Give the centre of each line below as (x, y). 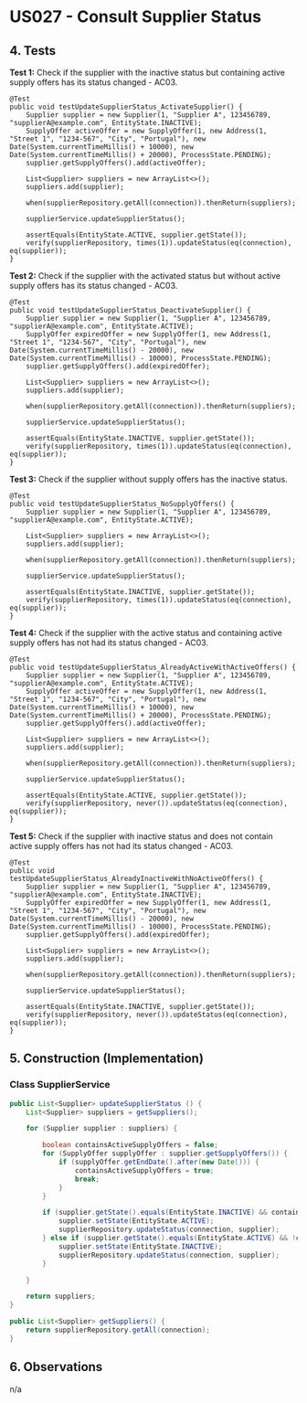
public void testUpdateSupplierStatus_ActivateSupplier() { (127, 107)
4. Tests (33, 51)
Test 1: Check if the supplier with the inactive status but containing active (148, 72)
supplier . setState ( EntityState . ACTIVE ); (136, 1221)
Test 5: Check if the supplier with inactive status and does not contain (141, 836)
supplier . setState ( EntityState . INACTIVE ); (140, 1246)
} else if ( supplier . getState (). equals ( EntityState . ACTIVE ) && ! (169, 1238)
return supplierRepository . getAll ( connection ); (118, 1330)
